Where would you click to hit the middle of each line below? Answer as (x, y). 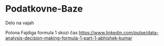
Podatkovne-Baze (44, 9)
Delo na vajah (20, 23)
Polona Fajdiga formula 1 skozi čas (42, 32)
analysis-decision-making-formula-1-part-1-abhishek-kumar (69, 38)
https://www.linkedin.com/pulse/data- (119, 32)
